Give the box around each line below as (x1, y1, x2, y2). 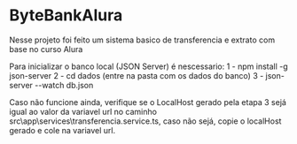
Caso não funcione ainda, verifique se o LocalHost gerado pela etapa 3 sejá (9, 96, 286, 107)
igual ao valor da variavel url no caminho (9, 106, 158, 117)
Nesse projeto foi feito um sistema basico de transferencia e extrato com (9, 34, 276, 45)
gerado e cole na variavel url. (9, 125, 116, 135)
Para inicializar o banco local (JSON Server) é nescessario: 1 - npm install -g (9, 61, 288, 72)
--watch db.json (35, 80, 94, 90)
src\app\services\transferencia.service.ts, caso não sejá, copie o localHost (9, 116, 282, 126)
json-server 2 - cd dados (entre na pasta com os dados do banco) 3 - (9, 70, 264, 80)
